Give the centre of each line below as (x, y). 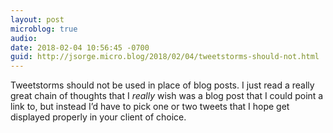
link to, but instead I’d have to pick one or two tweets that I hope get (150, 107)
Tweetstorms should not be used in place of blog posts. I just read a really (162, 85)
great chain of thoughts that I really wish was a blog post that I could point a (167, 96)
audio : (24, 38)
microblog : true (44, 29)
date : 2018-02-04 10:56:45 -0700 (80, 47)
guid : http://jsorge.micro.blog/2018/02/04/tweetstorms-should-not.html (165, 57)
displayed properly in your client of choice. (98, 117)
